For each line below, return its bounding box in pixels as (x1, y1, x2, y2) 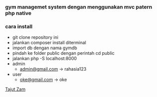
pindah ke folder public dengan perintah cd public (12, 50, 115, 56)
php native (5, 9, 32, 16)
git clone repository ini (12, 34, 59, 40)
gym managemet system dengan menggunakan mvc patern (5, 3, 153, 10)
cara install (5, 23, 33, 30)
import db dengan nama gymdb (12, 45, 78, 51)
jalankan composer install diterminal (12, 40, 86, 46)
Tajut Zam (5, 86, 26, 93)
